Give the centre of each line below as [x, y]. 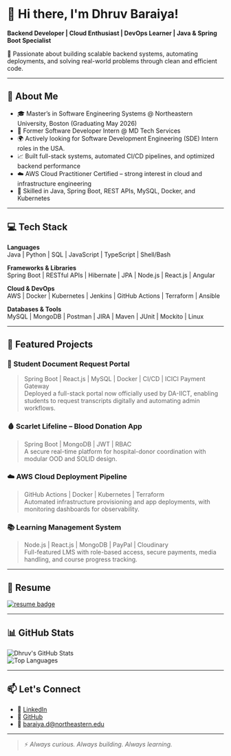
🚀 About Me [33, 97]
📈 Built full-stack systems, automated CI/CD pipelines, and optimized [116, 156]
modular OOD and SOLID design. [70, 458]
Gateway [36, 386]
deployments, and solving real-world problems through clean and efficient [112, 61]
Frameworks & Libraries [42, 268]
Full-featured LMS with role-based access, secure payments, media [120, 552]
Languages [23, 247]
